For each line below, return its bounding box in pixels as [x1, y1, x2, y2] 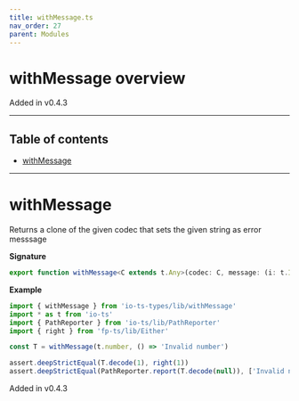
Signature [9, 251, 47, 262]
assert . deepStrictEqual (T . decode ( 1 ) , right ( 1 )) [9, 358, 190, 368]
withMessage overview [9, 68, 186, 88]
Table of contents [9, 131, 109, 147]
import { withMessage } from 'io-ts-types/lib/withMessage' [9, 301, 238, 310]
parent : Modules [9, 29, 69, 38]
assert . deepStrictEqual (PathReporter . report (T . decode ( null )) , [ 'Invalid [9, 367, 285, 376]
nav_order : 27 [9, 21, 62, 30]
